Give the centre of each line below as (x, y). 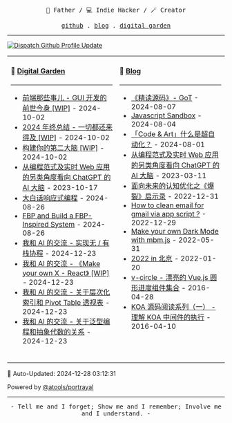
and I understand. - (116, 413)
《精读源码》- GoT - (165, 97)
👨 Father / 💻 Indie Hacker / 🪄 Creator (116, 10)
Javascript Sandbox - (166, 115)
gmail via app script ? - (168, 214)
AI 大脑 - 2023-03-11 (169, 176)
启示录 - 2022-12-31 (182, 196)
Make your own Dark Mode (175, 231)
